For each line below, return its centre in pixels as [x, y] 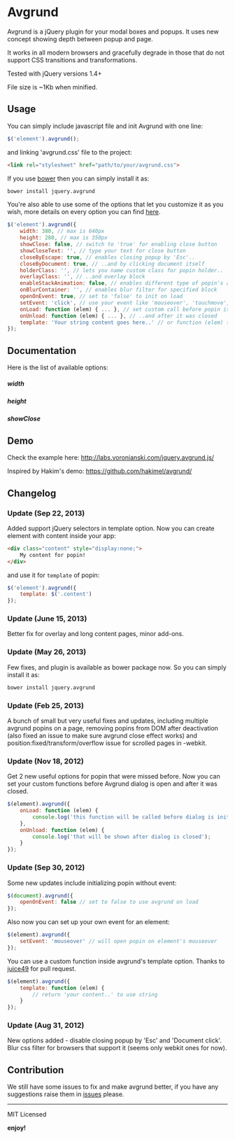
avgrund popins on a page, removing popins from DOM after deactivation [113, 728]
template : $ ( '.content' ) [56, 594]
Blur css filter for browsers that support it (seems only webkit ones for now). [117, 1048]
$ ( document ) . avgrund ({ [40, 896]
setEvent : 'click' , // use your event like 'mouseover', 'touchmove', [125, 303]
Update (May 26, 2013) [47, 652]
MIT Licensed [27, 1115]
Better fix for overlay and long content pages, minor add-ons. [95, 634]
